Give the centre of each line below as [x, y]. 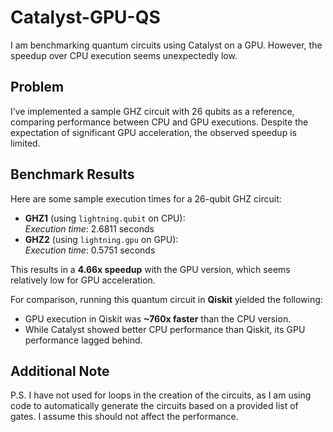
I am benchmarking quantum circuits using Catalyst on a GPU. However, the [166, 45]
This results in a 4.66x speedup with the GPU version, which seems [150, 269]
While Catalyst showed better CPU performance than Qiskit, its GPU [165, 329]
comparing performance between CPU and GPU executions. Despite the [159, 122]
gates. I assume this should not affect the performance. [124, 417]
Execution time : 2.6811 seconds [89, 228]
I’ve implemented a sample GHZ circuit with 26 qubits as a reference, [152, 111]
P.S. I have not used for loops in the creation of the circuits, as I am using [161, 395]
